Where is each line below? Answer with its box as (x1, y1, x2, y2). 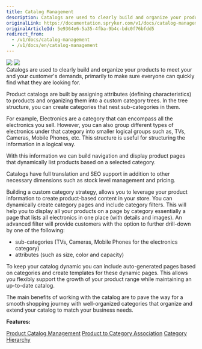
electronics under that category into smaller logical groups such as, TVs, (6, 128, 186, 135)
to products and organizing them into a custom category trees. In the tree (6, 97, 188, 104)
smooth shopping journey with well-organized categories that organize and (6, 300, 193, 307)
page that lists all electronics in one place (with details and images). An (6, 214, 182, 221)
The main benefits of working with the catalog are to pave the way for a (6, 293, 183, 301)
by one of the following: (6, 226, 65, 233)
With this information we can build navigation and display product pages (6, 152, 185, 159)
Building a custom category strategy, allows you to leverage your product (6, 188, 188, 196)
